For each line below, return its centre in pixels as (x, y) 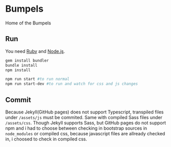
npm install (18, 70)
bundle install (21, 65)
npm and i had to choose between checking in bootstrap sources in (76, 128)
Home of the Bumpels (28, 23)
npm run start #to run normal (38, 79)
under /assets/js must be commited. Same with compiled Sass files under (84, 117)
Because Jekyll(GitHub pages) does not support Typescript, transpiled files (84, 112)
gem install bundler (27, 61)
